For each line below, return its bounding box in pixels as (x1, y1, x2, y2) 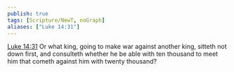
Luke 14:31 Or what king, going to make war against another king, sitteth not (7, 43, 227, 51)
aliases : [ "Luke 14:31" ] (7, 23, 80, 30)
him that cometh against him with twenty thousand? (7, 57, 157, 66)
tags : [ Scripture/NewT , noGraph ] (7, 17, 105, 24)
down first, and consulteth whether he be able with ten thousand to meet (7, 50, 219, 58)
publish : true (7, 10, 49, 17)
